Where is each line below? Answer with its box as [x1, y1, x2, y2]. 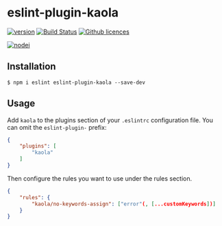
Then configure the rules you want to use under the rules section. [7, 174, 193, 183]
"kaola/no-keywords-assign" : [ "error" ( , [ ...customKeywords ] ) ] [32, 201, 216, 207]
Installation [7, 60, 56, 73]
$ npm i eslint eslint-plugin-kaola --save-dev [7, 79, 146, 86]
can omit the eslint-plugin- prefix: [7, 123, 107, 131]
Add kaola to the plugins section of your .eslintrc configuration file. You [7, 115, 214, 124]
